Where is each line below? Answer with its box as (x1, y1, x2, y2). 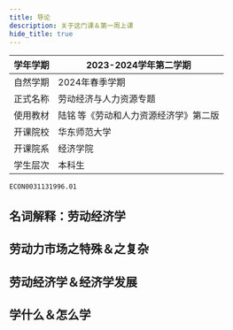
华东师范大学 (58, 126, 113, 138)
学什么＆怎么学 (9, 307, 91, 322)
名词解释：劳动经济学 (9, 209, 126, 224)
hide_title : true (9, 29, 74, 38)
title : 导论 (9, 12, 50, 22)
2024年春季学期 (58, 76, 126, 88)
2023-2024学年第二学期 (85, 59, 192, 72)
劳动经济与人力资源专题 (58, 93, 157, 105)
